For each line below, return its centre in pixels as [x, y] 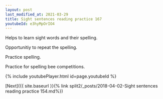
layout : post [19, 10]
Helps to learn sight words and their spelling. [51, 38]
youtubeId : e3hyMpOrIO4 [30, 24]
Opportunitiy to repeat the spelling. [41, 47]
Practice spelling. [23, 57]
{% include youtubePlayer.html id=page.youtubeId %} [61, 76]
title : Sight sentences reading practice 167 [53, 19]
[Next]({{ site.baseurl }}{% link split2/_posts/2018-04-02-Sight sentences [81, 86]
